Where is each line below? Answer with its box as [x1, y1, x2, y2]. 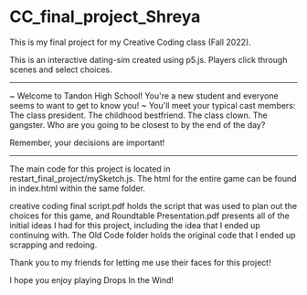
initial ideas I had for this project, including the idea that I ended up [9, 219, 260, 230]
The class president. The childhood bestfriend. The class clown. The [9, 110, 268, 121]
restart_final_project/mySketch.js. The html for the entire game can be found [9, 173, 297, 184]
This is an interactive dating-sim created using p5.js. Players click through [9, 54, 288, 65]
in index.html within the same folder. [9, 183, 146, 194]
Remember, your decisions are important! [9, 137, 165, 148]
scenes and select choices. [9, 64, 112, 75]
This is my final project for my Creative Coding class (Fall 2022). [9, 37, 251, 47]
